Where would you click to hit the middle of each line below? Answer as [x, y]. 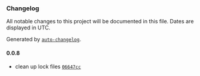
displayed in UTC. [28, 28]
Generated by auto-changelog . [44, 39]
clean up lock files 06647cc [48, 66]
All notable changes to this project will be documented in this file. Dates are [100, 22]
